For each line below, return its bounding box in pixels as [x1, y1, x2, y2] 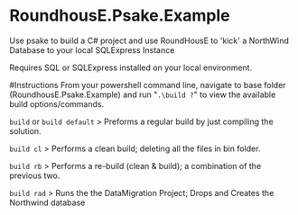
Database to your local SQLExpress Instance [9, 44, 175, 55]
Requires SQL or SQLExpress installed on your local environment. [9, 62, 253, 73]
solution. [9, 125, 42, 136]
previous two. [9, 170, 61, 181]
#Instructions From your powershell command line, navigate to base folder [9, 79, 286, 90]
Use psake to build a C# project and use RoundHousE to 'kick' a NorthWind [9, 35, 289, 46]
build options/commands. [9, 98, 105, 109]
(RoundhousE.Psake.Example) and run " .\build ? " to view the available [9, 89, 276, 100]
